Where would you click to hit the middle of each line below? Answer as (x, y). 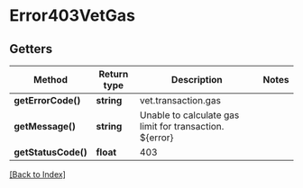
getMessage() (45, 126)
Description (197, 80)
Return (114, 74)
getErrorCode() (47, 100)
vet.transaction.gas (180, 100)
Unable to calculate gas (189, 115)
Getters (31, 49)
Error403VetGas (72, 16)
